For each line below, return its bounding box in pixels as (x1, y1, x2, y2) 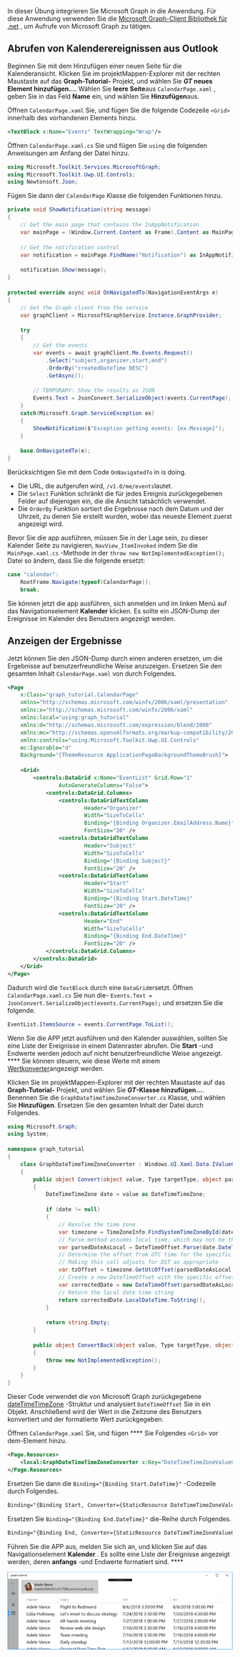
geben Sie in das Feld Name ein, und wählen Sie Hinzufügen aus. (7, 91, 200, 100)
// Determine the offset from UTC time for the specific (58, 1251, 232, 1258)
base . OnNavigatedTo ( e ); (20, 447, 91, 455)
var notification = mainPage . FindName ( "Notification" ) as (20, 251, 196, 259)
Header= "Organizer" (84, 804, 142, 811)
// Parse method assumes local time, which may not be (58, 1236, 225, 1243)
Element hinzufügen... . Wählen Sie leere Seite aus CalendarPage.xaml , (7, 84, 216, 93)
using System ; (7, 1130, 50, 1138)
